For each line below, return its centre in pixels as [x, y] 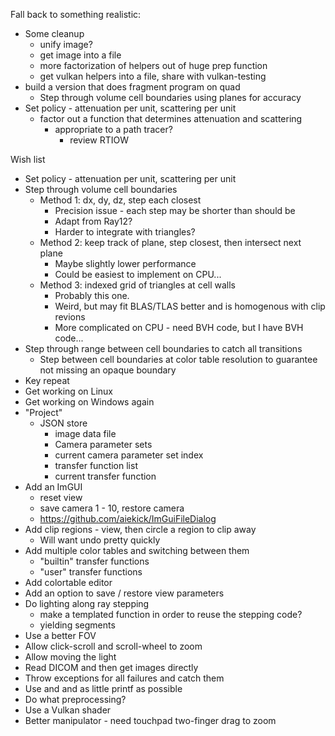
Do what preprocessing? [75, 699]
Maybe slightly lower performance [125, 263]
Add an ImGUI [53, 487]
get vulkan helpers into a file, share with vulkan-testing [153, 76]
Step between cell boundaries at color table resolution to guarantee [178, 359]
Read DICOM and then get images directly [111, 667]
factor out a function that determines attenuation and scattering [171, 118]
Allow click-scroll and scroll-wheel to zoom [113, 646]
